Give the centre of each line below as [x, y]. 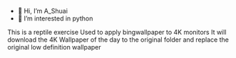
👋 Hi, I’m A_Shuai [42, 11]
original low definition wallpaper [54, 47]
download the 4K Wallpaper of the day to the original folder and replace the [118, 40]
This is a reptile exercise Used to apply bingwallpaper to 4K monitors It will [117, 32]
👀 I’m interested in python [55, 18]
